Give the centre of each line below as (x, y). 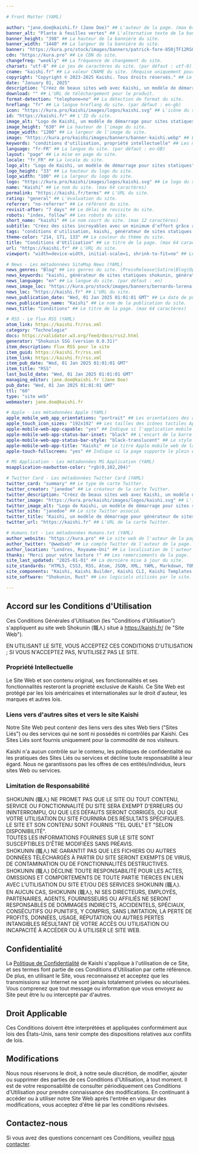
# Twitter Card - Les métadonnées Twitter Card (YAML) (75, 478)
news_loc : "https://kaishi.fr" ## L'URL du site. (69, 292)
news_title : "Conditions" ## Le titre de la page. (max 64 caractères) (96, 308)
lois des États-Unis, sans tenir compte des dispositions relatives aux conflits (99, 1034)
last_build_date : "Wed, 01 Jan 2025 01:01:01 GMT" (70, 374)
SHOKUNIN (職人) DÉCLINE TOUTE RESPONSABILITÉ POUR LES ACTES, (95, 871)
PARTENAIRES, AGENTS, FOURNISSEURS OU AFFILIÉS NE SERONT (89, 899)
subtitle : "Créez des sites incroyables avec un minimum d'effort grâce (98, 226)
